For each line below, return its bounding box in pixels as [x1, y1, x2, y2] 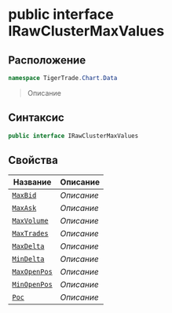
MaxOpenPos [12, 268, 53, 276]
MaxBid [12, 191, 37, 200]
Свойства [8, 153, 59, 166]
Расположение [8, 53, 86, 67]
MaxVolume [12, 217, 49, 225]
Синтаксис [8, 111, 64, 125]
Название [13, 177, 52, 187]
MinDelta [12, 255, 45, 264]
